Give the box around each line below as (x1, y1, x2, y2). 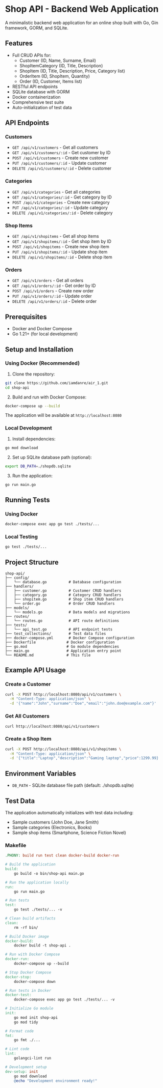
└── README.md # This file (5, 653, 91, 658)
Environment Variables (5, 769, 76, 777)
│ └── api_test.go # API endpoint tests (5, 627, 113, 632)
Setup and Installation (5, 345, 73, 353)
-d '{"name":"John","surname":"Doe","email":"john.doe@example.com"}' (9, 701, 157, 706)
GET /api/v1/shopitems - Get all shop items (12, 233, 99, 239)
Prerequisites (5, 313, 47, 321)
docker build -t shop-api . (14, 943, 71, 948)
